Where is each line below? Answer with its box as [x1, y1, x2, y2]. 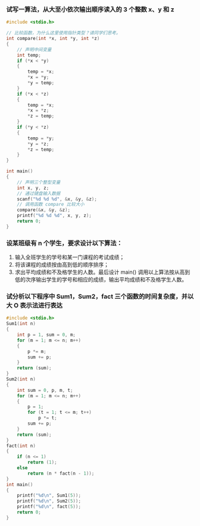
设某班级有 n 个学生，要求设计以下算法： [6, 239, 123, 247]
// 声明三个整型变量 [17, 179, 61, 185]
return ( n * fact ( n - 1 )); [27, 470, 95, 477]
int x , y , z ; [17, 185, 49, 191]
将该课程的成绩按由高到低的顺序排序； [14, 261, 109, 268]
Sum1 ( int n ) [6, 321, 36, 327]
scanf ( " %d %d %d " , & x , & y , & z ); [17, 196, 97, 202]
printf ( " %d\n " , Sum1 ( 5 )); [17, 493, 82, 499]
